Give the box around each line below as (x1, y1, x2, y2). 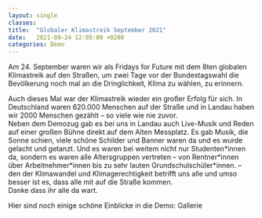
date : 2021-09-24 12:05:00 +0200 (8, 33, 125, 42)
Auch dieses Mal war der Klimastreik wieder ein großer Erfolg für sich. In (8, 94, 243, 104)
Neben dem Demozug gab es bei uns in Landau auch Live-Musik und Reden (8, 119, 254, 129)
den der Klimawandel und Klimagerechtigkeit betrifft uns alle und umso (8, 169, 238, 179)
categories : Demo (8, 41, 65, 49)
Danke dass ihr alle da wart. (8, 186, 98, 195)
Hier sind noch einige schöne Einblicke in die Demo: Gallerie (8, 201, 202, 210)
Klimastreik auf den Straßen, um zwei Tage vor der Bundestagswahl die (8, 71, 239, 80)
